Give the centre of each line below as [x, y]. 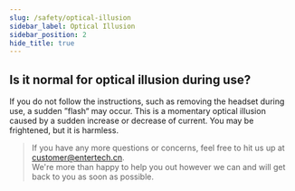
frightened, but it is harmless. [64, 130]
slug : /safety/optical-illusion [70, 18]
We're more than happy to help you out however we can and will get [158, 167]
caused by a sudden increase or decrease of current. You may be [132, 121]
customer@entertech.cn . [78, 158]
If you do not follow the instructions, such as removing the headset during [147, 101]
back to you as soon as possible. [93, 177]
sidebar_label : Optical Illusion [72, 26]
